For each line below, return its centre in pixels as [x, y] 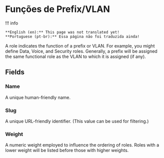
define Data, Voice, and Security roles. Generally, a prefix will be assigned [81, 51]
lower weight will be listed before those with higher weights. [67, 150]
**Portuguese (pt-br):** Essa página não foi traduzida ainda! [72, 36]
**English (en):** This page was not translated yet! [62, 32]
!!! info [12, 23]
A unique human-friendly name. [38, 97]
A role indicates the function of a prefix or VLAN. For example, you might [80, 45]
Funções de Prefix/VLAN [57, 9]
